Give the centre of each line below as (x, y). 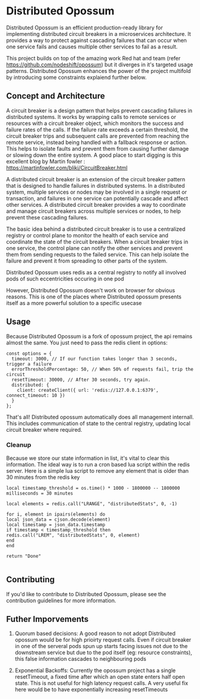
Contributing (30, 580)
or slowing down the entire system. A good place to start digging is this (94, 155)
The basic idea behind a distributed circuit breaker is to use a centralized (96, 229)
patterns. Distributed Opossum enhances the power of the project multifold (99, 71)
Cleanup (19, 445)
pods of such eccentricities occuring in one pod (65, 279)
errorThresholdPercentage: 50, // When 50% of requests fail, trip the (103, 369)
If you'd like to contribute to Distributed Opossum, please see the (86, 594)
